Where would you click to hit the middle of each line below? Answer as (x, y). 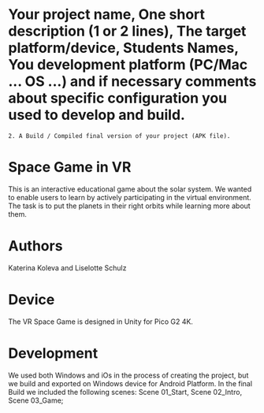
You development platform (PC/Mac (128, 65)
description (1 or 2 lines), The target (127, 31)
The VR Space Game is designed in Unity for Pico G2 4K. (100, 322)
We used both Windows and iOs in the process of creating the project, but (128, 375)
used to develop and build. (97, 115)
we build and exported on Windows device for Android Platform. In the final (130, 383)
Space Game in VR (70, 167)
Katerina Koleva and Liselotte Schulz (67, 268)
